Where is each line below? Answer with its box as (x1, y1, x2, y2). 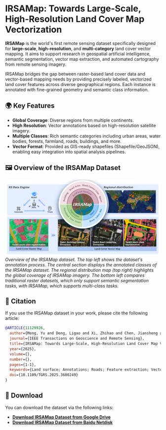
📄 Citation (5, 297, 36, 305)
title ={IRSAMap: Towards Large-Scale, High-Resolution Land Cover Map (9, 342, 158, 346)
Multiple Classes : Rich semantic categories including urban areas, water (12, 133, 161, 139)
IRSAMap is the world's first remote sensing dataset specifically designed (5, 40, 156, 46)
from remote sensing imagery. (5, 61, 67, 67)
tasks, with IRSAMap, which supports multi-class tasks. (5, 283, 119, 289)
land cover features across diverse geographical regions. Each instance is (5, 81, 156, 87)
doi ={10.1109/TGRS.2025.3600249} (9, 373, 79, 378)
